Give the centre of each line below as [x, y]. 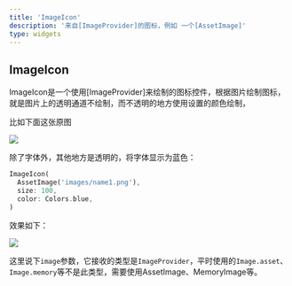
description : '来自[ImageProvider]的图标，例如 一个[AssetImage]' [128, 26]
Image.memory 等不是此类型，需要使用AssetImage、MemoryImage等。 [136, 272]
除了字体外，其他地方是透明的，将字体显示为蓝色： [103, 158]
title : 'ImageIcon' [45, 17]
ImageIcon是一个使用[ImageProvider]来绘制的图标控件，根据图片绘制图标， [147, 92]
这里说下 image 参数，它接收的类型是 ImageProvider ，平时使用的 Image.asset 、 [149, 260]
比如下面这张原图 [40, 122]
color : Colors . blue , [55, 199]
